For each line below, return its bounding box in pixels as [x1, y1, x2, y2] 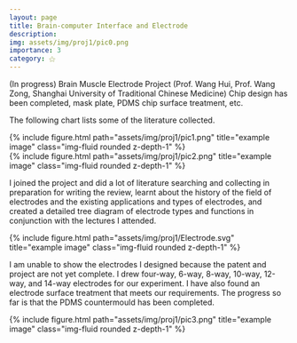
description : [9, 29, 58, 38]
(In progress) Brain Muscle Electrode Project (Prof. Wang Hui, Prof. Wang [9, 79, 276, 89]
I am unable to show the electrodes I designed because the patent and [9, 259, 267, 269]
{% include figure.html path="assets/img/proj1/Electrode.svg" [9, 233, 235, 243]
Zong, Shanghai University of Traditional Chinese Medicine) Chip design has [9, 88, 288, 99]
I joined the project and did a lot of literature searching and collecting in [9, 178, 270, 187]
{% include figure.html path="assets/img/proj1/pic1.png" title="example [9, 132, 270, 142]
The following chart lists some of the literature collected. [9, 115, 215, 125]
